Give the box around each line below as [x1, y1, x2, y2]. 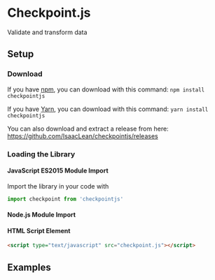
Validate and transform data [7, 28, 88, 36]
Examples [7, 261, 51, 273]
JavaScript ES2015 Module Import [7, 166, 109, 175]
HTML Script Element [7, 226, 71, 235]
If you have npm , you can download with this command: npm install [7, 85, 205, 94]
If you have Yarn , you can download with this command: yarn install [7, 105, 209, 113]
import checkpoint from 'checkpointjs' [7, 196, 124, 202]
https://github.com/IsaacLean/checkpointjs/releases [7, 131, 159, 140]
